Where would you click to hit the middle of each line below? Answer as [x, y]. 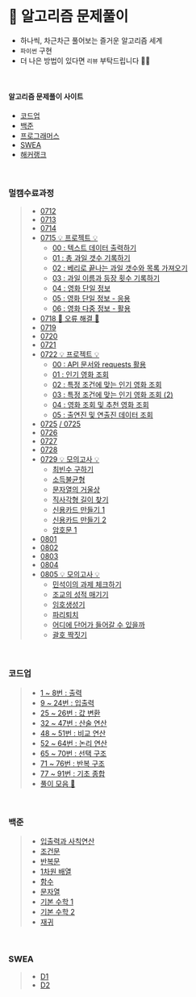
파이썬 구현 [36, 50]
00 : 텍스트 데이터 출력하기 [94, 248]
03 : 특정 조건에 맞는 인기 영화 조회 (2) [113, 395]
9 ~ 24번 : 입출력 [67, 702]
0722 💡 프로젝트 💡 [70, 354]
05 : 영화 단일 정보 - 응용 [91, 299]
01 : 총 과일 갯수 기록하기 [91, 258]
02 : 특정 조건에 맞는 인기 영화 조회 [107, 385]
